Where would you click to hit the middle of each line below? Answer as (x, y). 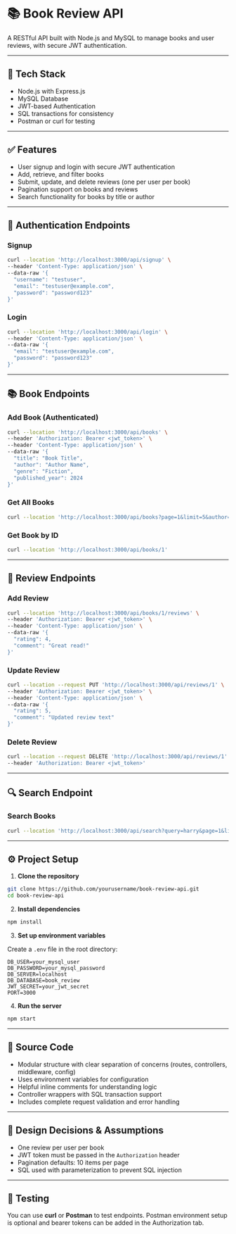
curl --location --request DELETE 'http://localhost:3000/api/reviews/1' (118, 757)
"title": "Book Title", (48, 458)
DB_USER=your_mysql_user (44, 962)
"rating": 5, (33, 711)
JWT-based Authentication (57, 106)
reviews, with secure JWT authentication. (67, 45)
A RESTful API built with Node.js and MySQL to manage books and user (111, 38)
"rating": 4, (33, 639)
